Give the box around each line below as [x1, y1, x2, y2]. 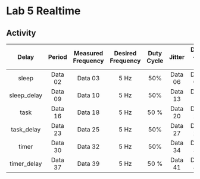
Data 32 [77, 143, 100, 150]
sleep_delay [9, 91, 43, 99]
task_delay [11, 125, 41, 133]
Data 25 [77, 125, 100, 133]
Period [48, 53, 67, 61]
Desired [114, 49, 137, 57]
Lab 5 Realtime [6, 4, 81, 18]
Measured [73, 49, 104, 57]
